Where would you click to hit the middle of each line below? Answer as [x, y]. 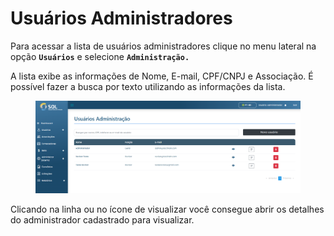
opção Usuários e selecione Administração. [100, 56]
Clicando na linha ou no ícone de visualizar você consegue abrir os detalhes [167, 209]
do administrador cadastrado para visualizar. [102, 219]
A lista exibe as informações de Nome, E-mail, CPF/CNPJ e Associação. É [162, 76]
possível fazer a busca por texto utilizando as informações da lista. [148, 86]
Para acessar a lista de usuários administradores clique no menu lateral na [163, 46]
